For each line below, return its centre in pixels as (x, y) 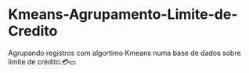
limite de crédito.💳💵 (42, 61)
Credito (33, 31)
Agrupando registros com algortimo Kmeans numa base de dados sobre (125, 53)
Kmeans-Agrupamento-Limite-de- (123, 15)
